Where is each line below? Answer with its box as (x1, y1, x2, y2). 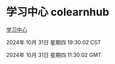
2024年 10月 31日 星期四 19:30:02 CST (6, 39, 101, 46)
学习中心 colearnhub (6, 5, 110, 19)
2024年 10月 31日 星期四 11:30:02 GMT (6, 51, 102, 58)
